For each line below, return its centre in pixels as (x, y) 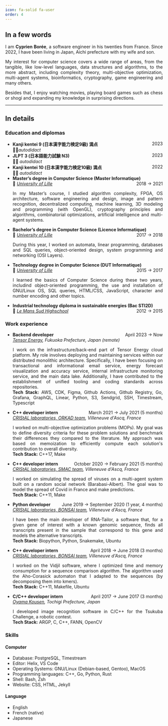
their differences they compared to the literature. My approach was (87, 438)
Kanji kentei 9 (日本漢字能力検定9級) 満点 (55, 144)
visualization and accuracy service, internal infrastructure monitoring (87, 371)
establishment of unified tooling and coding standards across (87, 382)
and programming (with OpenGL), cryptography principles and (87, 209)
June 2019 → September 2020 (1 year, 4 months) (112, 505)
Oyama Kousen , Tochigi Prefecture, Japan (56, 602)
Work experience (26, 324)
